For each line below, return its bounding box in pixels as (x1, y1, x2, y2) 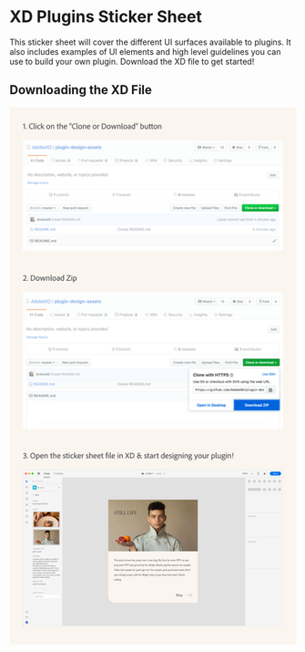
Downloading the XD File (9, 82, 153, 98)
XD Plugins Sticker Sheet (9, 6, 203, 27)
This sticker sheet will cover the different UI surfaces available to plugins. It (9, 36, 291, 47)
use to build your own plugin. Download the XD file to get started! (9, 56, 255, 67)
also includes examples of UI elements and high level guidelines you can (9, 46, 281, 57)
